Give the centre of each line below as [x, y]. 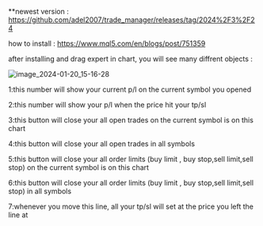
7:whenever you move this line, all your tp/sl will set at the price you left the [131, 206]
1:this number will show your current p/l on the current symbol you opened [130, 89]
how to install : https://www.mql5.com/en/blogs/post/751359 [107, 43]
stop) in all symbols [40, 191]
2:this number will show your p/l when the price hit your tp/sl [107, 105]
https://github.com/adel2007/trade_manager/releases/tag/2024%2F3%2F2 [131, 20]
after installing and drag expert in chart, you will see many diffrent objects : [131, 59]
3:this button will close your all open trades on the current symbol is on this [131, 120]
